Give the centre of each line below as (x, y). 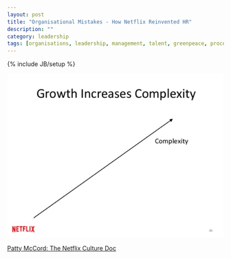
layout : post (26, 14)
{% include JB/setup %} (41, 64)
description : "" (30, 29)
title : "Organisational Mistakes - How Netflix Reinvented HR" (100, 22)
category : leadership (38, 37)
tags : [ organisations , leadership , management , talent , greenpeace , (107, 44)
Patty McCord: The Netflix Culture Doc (62, 248)
